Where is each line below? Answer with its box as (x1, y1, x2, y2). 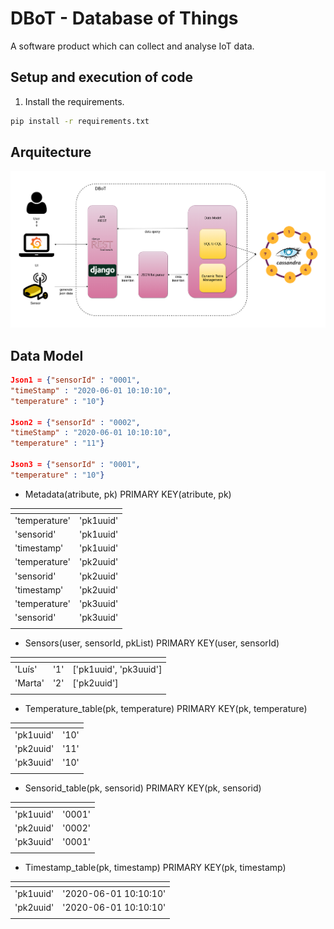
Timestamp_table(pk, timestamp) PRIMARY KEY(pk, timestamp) (24, 861, 287, 873)
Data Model (10, 347, 84, 364)
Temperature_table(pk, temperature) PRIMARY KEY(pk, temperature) (24, 702, 308, 714)
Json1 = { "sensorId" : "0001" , (10, 375, 141, 386)
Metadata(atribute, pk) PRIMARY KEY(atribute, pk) (24, 488, 232, 500)
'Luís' (14, 663, 38, 675)
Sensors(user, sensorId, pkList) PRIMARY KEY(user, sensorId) (24, 637, 280, 649)
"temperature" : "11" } (10, 438, 105, 449)
